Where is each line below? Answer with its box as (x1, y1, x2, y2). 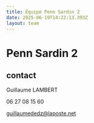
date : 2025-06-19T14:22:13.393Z (6, 15, 88, 21)
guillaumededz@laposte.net (6, 110, 76, 117)
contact (6, 70, 36, 81)
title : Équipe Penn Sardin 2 (6, 8, 80, 15)
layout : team (6, 20, 39, 26)
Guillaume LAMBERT (6, 86, 58, 94)
